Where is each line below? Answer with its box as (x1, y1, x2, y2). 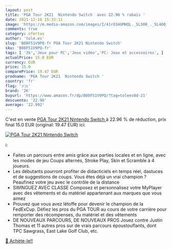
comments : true (5, 27, 38, 32)
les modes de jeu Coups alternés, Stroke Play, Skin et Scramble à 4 (12, 158, 155, 164)
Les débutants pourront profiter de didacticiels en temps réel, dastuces (12, 168, 163, 175)
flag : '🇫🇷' (5, 83, 31, 88)
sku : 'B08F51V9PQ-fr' (5, 45, 52, 51)
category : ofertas (5, 31, 45, 36)
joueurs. (12, 163, 30, 169)
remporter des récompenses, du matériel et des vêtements (12, 212, 137, 218)
